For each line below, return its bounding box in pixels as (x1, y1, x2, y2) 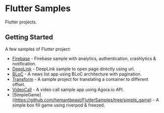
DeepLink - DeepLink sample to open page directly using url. (12, 66, 135, 72)
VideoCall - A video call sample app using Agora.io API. (12, 86, 124, 93)
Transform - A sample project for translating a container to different (12, 76, 148, 82)
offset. (12, 81, 25, 87)
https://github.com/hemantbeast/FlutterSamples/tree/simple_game (15, 97, 150, 103)
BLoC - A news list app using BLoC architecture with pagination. (12, 71, 142, 77)
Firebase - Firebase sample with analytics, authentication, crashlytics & (12, 56, 156, 61)
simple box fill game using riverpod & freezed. (12, 102, 105, 108)
